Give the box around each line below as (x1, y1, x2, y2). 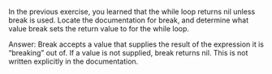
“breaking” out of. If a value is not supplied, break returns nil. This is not (8, 48, 248, 57)
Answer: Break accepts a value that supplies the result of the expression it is (8, 39, 264, 49)
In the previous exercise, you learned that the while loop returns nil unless (8, 7, 256, 16)
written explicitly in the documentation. (8, 56, 139, 66)
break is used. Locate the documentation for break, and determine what (8, 15, 249, 25)
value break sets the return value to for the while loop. (8, 24, 189, 33)
